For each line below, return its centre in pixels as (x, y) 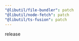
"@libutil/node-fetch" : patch (37, 15)
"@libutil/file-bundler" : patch (39, 10)
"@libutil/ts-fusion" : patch (36, 19)
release (13, 34)
